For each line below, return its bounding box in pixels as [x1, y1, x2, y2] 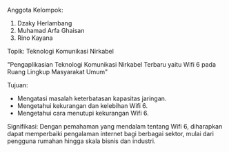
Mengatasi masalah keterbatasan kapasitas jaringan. [17, 94, 167, 102]
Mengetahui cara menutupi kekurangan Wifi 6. [17, 109, 150, 117]
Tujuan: [7, 81, 29, 89]
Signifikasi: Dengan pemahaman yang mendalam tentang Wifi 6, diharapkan [7, 122, 223, 130]
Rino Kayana [17, 34, 53, 42]
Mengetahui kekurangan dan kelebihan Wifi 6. [17, 102, 148, 109]
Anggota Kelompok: [7, 6, 63, 14]
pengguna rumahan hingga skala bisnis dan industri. [7, 137, 156, 145]
